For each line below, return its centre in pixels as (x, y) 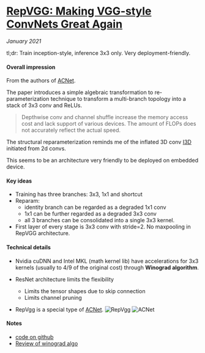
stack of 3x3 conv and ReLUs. (44, 106)
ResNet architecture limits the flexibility (65, 279)
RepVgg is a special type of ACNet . (59, 309)
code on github (34, 337)
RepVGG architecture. (43, 233)
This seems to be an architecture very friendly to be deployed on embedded (102, 161)
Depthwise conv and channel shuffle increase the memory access (105, 117)
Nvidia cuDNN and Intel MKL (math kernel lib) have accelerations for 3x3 (107, 261)
